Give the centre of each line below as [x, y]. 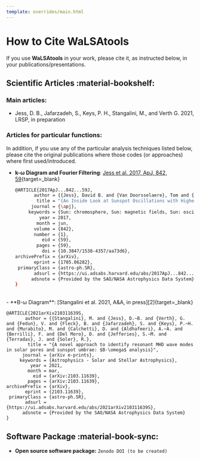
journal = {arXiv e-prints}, [58, 355]
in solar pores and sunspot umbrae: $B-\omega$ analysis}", [83, 350]
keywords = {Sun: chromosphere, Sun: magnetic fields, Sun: [104, 212]
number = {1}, [51, 234]
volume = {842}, [54, 229]
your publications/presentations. [46, 64]
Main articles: [27, 100]
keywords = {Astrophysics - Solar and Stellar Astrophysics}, [99, 361]
